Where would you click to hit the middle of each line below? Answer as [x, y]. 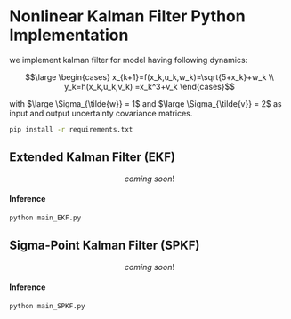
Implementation [69, 35]
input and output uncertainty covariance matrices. [101, 113]
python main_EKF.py [45, 218]
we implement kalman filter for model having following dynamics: [129, 60]
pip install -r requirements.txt [71, 129]
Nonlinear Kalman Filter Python [128, 16]
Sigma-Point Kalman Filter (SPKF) [105, 246]
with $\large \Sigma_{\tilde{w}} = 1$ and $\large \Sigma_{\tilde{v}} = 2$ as [145, 103]
